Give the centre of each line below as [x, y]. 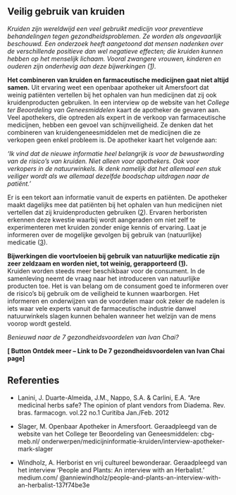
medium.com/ [38, 477]
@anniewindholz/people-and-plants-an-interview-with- [140, 477]
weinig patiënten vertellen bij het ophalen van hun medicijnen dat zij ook [112, 95]
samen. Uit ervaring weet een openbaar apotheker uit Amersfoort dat [108, 87]
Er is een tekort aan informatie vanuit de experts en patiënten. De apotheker [117, 197]
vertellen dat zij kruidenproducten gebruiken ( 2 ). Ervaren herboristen [107, 212]
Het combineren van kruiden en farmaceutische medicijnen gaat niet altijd [118, 80]
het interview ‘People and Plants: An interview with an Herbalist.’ [111, 470]
